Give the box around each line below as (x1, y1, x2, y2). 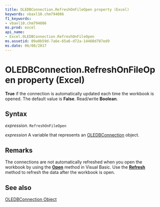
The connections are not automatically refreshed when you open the (5, 159, 142, 165)
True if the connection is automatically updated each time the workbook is (5, 90, 154, 96)
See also (5, 183, 32, 192)
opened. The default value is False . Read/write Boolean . (5, 96, 118, 102)
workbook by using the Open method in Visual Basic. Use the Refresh (5, 164, 145, 170)
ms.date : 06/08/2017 (5, 43, 47, 48)
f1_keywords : (5, 16, 32, 21)
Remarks (5, 146, 33, 155)
